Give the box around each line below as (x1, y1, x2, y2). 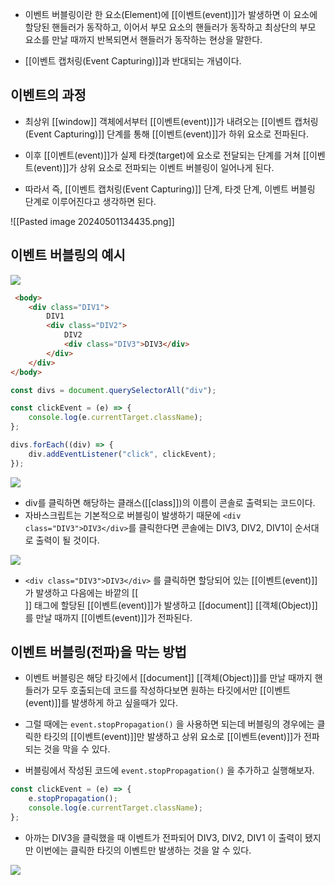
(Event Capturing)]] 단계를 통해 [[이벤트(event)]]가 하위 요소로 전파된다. (24, 128, 309, 140)
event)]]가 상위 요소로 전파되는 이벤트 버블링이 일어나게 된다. (36, 161, 275, 173)
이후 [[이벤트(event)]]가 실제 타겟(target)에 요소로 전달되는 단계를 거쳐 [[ (24, 149, 310, 161)
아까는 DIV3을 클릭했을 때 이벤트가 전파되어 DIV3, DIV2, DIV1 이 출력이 (24, 831, 303, 843)
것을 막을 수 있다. (43, 743, 111, 755)
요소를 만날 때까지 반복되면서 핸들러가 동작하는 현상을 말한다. (24, 34, 263, 45)
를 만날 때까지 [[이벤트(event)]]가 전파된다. (24, 611, 193, 623)
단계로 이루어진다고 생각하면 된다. (24, 195, 157, 207)
